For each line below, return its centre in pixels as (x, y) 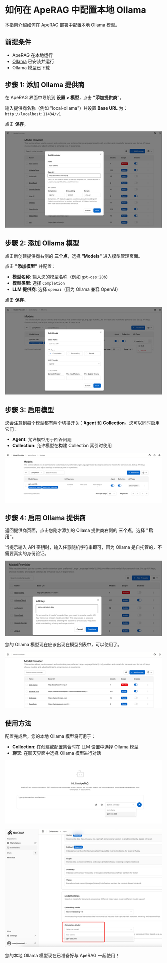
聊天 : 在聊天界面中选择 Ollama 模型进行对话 (57, 753)
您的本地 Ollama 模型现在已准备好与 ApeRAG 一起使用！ (63, 955)
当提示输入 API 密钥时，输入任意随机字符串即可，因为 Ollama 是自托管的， (81, 547)
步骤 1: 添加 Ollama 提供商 (45, 85)
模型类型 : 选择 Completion (39, 283)
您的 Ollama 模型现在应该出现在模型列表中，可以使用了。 (64, 644)
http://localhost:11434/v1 (33, 114)
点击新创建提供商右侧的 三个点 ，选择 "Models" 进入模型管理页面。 (74, 256)
